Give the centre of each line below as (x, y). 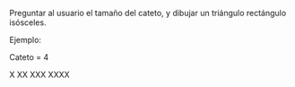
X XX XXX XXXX (39, 74)
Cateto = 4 (29, 57)
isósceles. (28, 22)
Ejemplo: (26, 40)
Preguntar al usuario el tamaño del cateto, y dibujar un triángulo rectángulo (148, 13)
